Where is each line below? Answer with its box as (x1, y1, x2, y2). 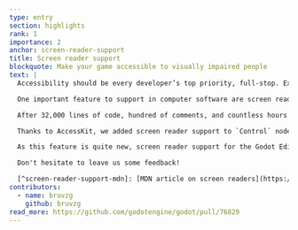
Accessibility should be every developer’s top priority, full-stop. (17, 79, 279, 88)
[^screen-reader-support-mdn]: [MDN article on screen (17, 174, 224, 184)
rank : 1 (9, 29, 38, 38)
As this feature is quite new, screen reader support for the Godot (17, 142, 276, 151)
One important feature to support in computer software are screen (17, 95, 272, 103)
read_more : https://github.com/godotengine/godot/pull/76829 (9, 207, 240, 217)
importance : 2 (9, 37, 62, 47)
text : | (9, 71, 38, 80)
